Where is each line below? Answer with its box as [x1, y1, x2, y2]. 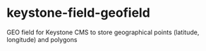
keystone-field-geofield [6, 5, 151, 21]
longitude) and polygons [6, 35, 78, 43]
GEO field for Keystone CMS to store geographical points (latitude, [6, 28, 200, 36]
